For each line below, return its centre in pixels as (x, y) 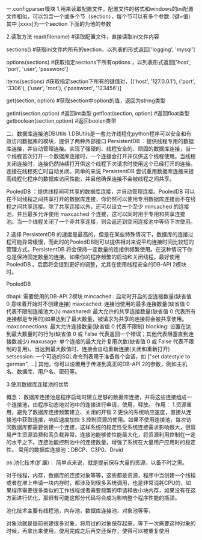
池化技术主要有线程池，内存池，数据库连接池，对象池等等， (80, 511)
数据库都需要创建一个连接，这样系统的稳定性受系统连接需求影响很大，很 (101, 427)
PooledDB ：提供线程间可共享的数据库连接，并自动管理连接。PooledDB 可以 (101, 192)
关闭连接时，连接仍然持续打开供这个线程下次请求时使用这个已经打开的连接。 (101, 164)
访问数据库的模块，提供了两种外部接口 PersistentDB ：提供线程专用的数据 (103, 141)
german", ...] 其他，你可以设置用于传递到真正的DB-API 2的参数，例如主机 (97, 364)
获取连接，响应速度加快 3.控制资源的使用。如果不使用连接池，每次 (104, 419)
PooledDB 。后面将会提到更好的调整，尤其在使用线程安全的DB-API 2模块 (96, 264)
